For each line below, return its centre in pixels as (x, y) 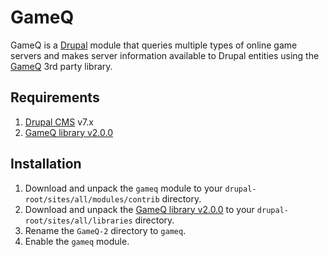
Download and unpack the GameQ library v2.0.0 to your (139, 209)
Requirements (55, 97)
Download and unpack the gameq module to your (123, 188)
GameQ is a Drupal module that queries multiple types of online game (154, 45)
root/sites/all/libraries (78, 221)
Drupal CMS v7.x (59, 122)
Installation (46, 164)
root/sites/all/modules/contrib (92, 199)
